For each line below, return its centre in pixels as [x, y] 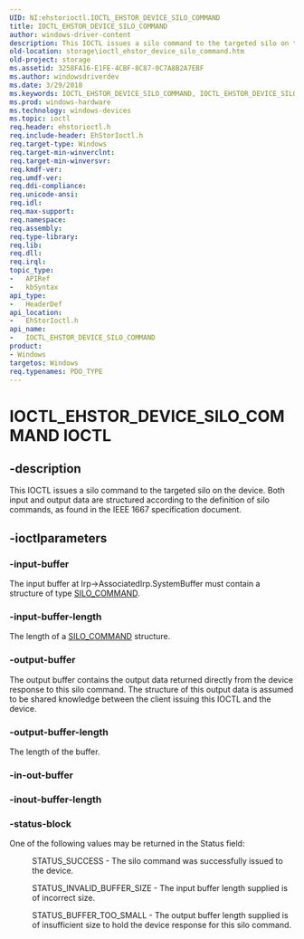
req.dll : [26, 254]
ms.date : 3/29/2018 [46, 85]
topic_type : [32, 271]
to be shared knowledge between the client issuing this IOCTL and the [140, 699]
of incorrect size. [64, 898]
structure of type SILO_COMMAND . [75, 593]
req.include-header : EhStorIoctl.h [76, 136]
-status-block [41, 823]
